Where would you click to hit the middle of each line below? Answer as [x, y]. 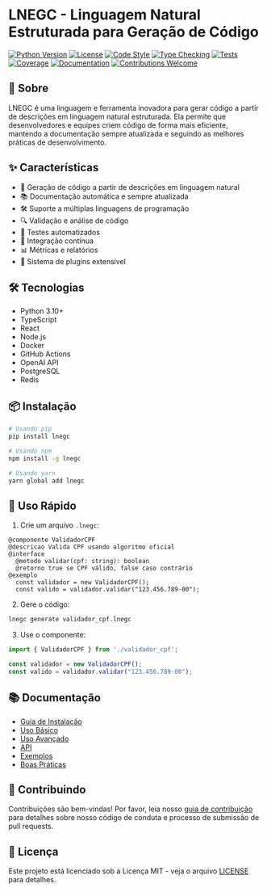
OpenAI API [39, 363]
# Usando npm [30, 451]
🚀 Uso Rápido [42, 505]
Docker [32, 346]
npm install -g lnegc [45, 458]
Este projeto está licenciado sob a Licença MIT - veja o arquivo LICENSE [129, 871]
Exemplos [36, 755]
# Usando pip [30, 429]
